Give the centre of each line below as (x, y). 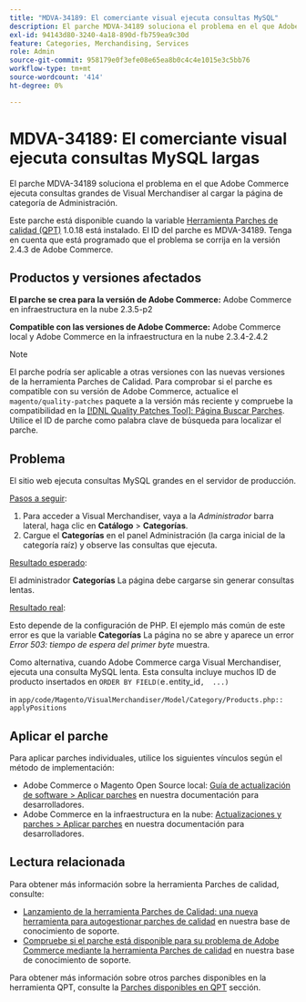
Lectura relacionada (67, 862)
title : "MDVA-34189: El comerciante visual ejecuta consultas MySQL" (144, 18)
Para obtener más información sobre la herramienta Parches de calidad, (144, 884)
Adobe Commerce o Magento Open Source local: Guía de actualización (157, 785)
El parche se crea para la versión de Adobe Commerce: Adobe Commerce (151, 300)
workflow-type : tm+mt (51, 69)
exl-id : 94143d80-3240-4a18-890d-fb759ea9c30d (99, 35)
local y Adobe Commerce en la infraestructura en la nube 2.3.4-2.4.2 (139, 337)
